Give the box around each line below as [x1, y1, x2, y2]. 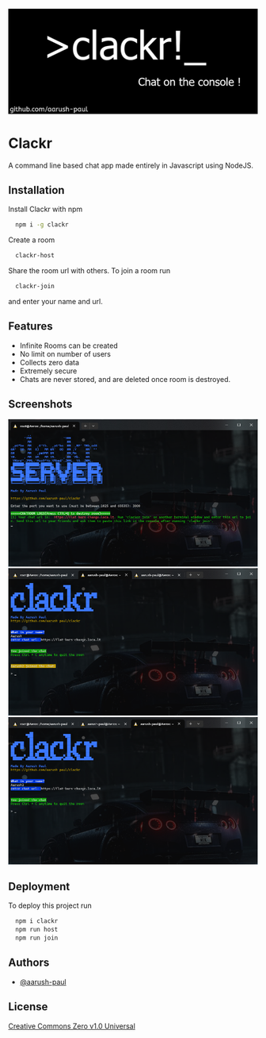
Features [8, 319, 53, 334]
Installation [8, 183, 65, 197]
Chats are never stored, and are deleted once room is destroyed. [19, 374, 231, 384]
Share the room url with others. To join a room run [8, 266, 171, 276]
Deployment [8, 879, 70, 893]
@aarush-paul [19, 977, 66, 986]
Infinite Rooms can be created [19, 341, 119, 350]
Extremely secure [19, 366, 78, 376]
